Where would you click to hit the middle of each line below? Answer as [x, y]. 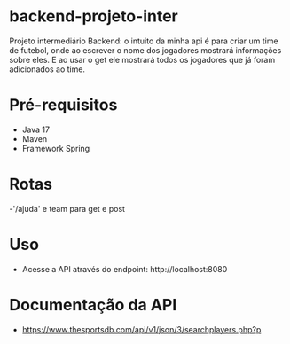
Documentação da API [93, 305]
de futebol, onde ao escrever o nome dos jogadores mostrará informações [145, 50]
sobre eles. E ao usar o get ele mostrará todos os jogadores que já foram [142, 59]
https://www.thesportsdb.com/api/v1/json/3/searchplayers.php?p [141, 329]
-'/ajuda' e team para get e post [67, 208]
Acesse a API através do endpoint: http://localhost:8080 [125, 269]
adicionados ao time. [47, 69]
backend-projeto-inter [94, 16]
